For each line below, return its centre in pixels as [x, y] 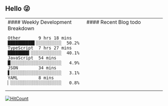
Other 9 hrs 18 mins [40, 38]
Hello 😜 [18, 9]
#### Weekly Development [40, 22]
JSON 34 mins [32, 68]
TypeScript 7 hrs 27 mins [40, 48]
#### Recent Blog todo [114, 22]
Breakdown [21, 28]
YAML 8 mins [31, 78]
